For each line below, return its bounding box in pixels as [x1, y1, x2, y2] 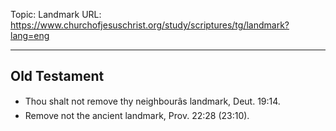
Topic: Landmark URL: [10, 9, 102, 20]
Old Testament [10, 68, 105, 85]
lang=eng [10, 30, 50, 41]
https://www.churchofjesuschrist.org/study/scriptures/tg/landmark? [10, 19, 290, 31]
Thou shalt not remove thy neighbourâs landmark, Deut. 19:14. [24, 95, 281, 107]
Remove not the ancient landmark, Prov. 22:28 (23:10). [24, 109, 250, 121]
